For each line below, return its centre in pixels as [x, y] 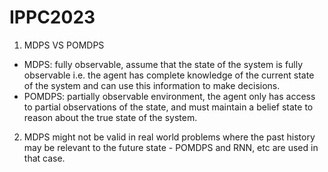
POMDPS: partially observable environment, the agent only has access [169, 96]
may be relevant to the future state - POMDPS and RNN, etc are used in [171, 147]
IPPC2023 [52, 17]
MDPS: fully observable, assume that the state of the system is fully [163, 64]
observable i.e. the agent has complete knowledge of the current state [169, 75]
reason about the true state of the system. [110, 117]
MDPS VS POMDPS [64, 45]
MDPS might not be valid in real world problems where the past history [169, 137]
